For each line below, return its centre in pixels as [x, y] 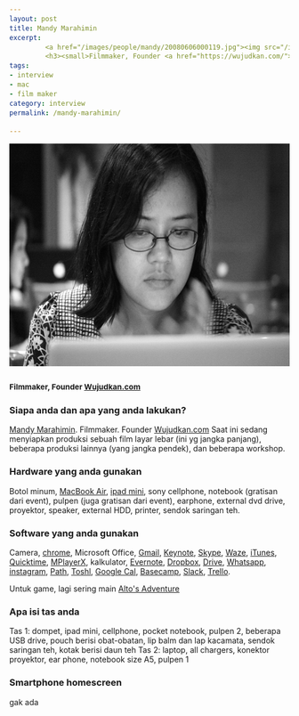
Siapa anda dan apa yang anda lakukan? [98, 411]
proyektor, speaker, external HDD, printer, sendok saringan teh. [125, 510]
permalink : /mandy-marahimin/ [65, 113]
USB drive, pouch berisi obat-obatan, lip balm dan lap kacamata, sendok [142, 640]
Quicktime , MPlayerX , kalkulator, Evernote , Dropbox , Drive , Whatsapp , [138, 562]
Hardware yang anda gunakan [76, 472]
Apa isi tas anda [44, 612]
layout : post [33, 19]
